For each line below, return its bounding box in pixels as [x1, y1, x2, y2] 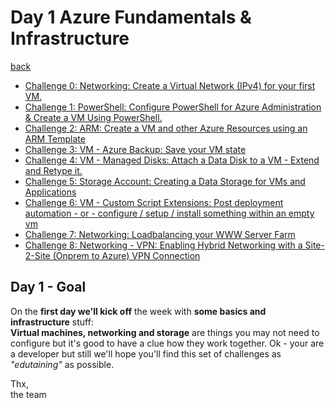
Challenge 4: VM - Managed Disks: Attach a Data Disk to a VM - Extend [24, 154, 320, 166]
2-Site [24, 249, 51, 261]
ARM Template [24, 132, 86, 145]
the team [10, 388, 47, 400]
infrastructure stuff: [10, 316, 94, 328]
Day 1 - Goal [10, 279, 87, 296]
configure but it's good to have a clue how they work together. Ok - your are [10, 337, 325, 349]
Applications [24, 186, 77, 198]
